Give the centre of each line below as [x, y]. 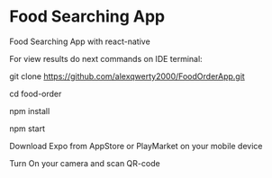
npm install [30, 111]
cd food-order [36, 93]
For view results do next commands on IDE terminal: [106, 58]
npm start [27, 129]
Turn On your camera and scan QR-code [85, 163]
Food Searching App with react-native [80, 41]
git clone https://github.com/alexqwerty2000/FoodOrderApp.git [127, 76]
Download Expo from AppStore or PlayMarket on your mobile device [136, 146]
